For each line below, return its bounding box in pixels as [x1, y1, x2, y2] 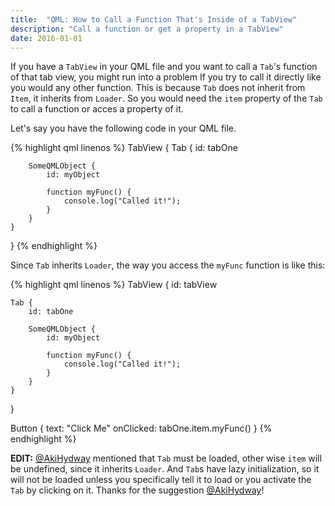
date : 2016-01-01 [10, 33, 83, 43]
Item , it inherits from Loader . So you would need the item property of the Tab [10, 92, 323, 105]
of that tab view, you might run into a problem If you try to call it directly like [10, 71, 322, 83]
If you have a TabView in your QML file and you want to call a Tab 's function [10, 61, 318, 73]
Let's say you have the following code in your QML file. [10, 122, 237, 135]
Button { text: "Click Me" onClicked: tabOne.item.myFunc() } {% [10, 422, 273, 435]
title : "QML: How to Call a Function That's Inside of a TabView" [10, 14, 298, 25]
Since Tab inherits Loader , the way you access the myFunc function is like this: [10, 259, 326, 271]
